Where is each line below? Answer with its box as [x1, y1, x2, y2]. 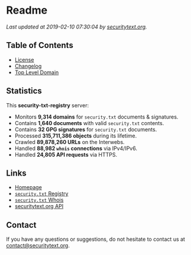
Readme [6, 4, 48, 17]
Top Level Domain [14, 69, 59, 76]
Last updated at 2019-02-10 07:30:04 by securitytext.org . [6, 23, 147, 30]
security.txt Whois [14, 196, 64, 203]
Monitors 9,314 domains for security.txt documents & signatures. [14, 113, 179, 120]
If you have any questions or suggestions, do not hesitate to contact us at [6, 235, 185, 243]
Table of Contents [6, 40, 74, 50]
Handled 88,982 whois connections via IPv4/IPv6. [14, 145, 138, 152]
